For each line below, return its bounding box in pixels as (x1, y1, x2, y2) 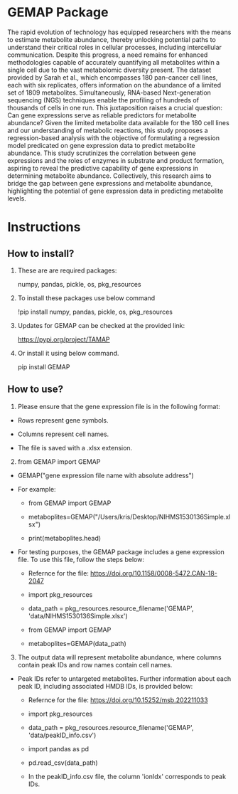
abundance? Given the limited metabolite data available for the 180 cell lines (7, 118, 229, 127)
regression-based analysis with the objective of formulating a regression (7, 133, 220, 142)
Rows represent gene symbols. (17, 415, 109, 424)
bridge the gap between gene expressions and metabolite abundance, (7, 179, 213, 187)
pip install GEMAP (17, 362, 70, 371)
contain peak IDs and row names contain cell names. (17, 660, 173, 669)
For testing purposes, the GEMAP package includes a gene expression (17, 547, 225, 556)
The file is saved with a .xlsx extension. (17, 443, 133, 452)
